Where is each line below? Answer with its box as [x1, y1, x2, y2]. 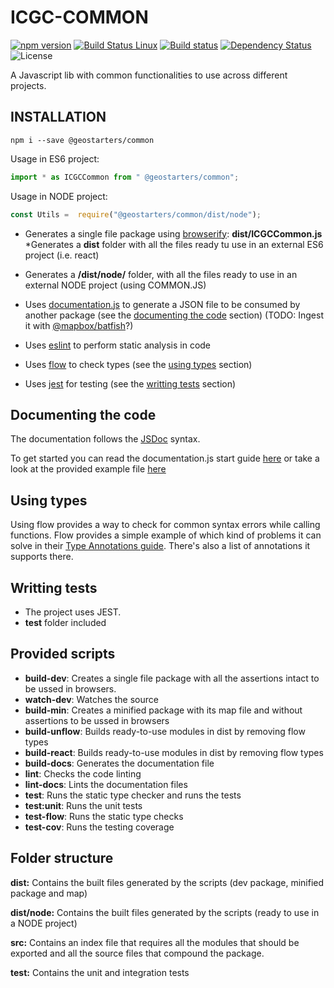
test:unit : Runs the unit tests [24, 799, 143, 811]
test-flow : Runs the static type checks [24, 810, 184, 822]
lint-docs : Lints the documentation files [24, 778, 188, 790]
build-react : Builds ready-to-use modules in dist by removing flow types [24, 746, 324, 758]
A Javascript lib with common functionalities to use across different [10, 69, 288, 81]
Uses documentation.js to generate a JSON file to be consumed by [24, 298, 301, 310]
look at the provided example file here [10, 463, 167, 475]
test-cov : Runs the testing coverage [24, 821, 175, 833]
